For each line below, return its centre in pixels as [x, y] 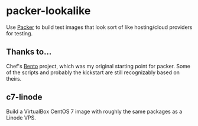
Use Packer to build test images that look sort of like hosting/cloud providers [99, 27]
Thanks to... [29, 52]
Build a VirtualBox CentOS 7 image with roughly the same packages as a [94, 111]
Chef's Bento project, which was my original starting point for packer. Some [98, 66]
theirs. [14, 78]
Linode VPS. [21, 117]
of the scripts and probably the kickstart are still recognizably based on [93, 72]
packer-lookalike [48, 11]
